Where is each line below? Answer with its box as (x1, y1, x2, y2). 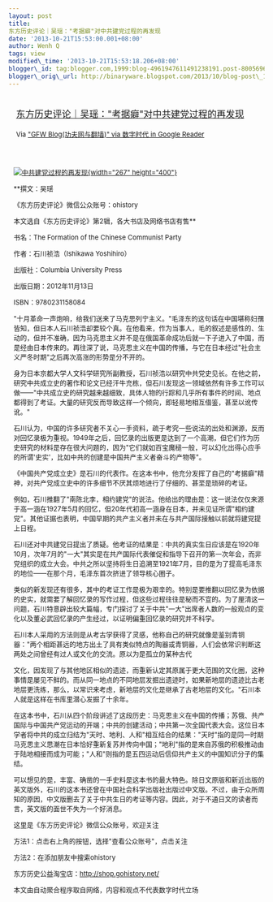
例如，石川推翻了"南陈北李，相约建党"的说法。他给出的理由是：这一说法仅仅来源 (13, 494, 265, 503)
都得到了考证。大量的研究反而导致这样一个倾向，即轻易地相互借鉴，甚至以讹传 (13, 397, 258, 407)
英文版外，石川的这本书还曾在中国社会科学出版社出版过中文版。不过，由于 (13, 784, 245, 794)
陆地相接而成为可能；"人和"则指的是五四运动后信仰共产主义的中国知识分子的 (19, 749, 258, 758)
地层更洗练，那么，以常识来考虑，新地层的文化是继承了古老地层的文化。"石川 (13, 684, 255, 694)
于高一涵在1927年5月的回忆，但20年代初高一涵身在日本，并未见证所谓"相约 (13, 504, 249, 513)
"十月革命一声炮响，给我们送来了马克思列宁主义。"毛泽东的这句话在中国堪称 (13, 313, 252, 323)
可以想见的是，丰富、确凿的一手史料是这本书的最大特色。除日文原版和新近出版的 (13, 775, 266, 784)
